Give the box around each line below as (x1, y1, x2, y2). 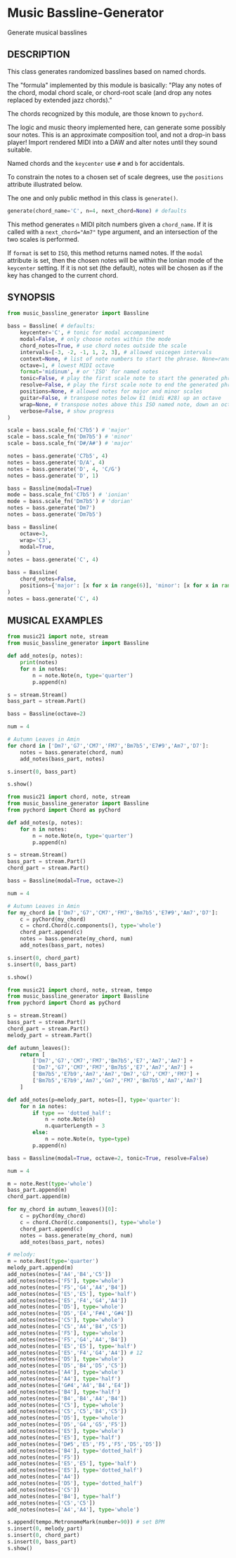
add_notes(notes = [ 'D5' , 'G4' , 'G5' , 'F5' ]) (7, 1421, 128, 1428)
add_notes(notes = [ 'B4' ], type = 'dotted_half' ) (7, 1447, 143, 1454)
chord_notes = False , (20, 576, 77, 583)
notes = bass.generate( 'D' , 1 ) (7, 472, 99, 479)
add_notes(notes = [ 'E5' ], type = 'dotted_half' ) (7, 1467, 143, 1474)
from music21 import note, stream (7, 633, 109, 640)
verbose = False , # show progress (20, 408, 114, 415)
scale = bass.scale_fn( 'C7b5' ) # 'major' (7, 427, 131, 434)
